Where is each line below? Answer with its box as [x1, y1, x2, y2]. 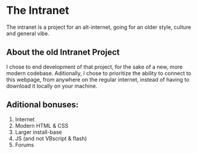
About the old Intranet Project [6, 47, 120, 58]
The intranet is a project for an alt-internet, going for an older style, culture [6, 23, 192, 31]
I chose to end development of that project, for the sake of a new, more [6, 63, 183, 70]
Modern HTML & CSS [14, 122, 69, 129]
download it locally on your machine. [6, 82, 98, 89]
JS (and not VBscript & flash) [14, 134, 87, 142]
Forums [14, 141, 34, 148]
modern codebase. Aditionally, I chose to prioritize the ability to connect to [6, 70, 192, 77]
